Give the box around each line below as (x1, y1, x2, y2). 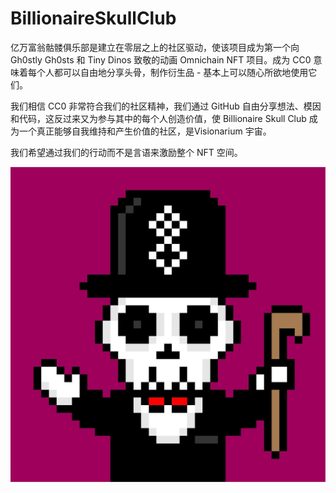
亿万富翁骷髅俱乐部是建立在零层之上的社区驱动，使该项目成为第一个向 (10, 41, 300, 53)
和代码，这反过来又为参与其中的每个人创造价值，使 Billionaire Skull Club (10, 112, 307, 124)
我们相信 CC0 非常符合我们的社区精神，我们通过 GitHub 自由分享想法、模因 (10, 100, 322, 112)
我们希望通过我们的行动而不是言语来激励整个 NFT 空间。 (10, 146, 243, 158)
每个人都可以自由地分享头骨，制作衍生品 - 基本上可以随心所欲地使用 (27, 66, 309, 78)
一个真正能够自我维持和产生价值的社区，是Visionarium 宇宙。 (18, 125, 272, 137)
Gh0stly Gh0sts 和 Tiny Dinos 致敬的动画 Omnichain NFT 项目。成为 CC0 (10, 53, 312, 66)
